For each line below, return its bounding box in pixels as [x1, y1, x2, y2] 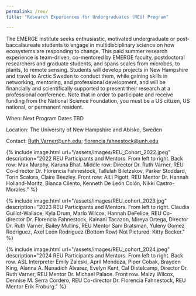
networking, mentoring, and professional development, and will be [6, 78, 166, 85]
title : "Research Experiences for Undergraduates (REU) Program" [6, 14, 169, 20]
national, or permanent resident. [6, 103, 84, 110]
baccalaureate [6, 41, 41, 48]
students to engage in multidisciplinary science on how [42, 41, 175, 48]
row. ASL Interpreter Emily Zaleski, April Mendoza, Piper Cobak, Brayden [6, 258, 181, 265]
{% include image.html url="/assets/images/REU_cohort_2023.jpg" [6, 197, 167, 204]
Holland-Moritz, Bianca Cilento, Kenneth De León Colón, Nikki [6, 179, 155, 187]
